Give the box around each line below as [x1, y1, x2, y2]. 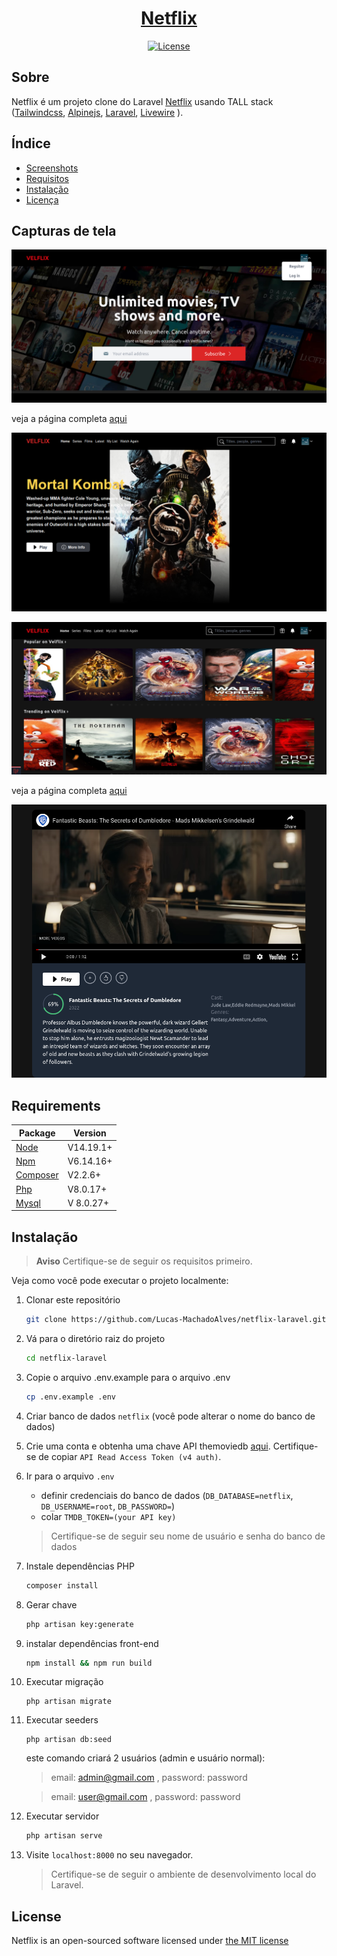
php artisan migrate [25, 1697, 112, 1707]
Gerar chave [25, 1598, 78, 1611]
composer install [25, 1580, 99, 1591]
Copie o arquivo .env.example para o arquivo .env [25, 1371, 231, 1383]
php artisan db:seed [25, 1735, 112, 1745]
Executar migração [25, 1676, 104, 1688]
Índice [11, 135, 51, 152]
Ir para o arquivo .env [25, 1470, 115, 1482]
